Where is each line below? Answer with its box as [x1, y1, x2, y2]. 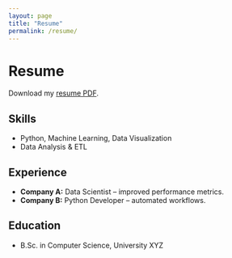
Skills [8, 112, 36, 125]
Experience [8, 165, 67, 179]
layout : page [8, 11, 53, 20]
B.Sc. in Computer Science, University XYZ [19, 240, 164, 250]
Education [8, 219, 61, 233]
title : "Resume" [8, 19, 63, 27]
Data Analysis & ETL [19, 142, 87, 152]
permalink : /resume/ [8, 27, 78, 35]
